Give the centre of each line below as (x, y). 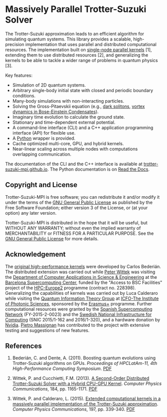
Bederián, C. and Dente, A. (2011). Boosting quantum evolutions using (84, 358)
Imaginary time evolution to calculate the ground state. (68, 117)
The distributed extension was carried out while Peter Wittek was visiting (80, 272)
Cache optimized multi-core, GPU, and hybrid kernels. (68, 143)
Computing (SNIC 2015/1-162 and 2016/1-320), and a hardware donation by (83, 319)
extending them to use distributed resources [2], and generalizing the (77, 55)
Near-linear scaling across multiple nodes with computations (75, 149)
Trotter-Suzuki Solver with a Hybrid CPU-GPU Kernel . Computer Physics (87, 383)
